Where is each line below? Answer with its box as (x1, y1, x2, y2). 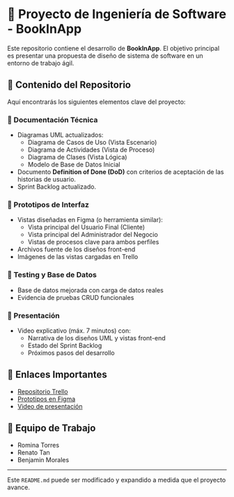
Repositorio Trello (17, 387, 68, 395)
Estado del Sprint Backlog (27, 341, 102, 349)
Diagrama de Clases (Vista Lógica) (27, 153, 127, 161)
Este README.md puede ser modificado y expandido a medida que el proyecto (7, 475, 226, 484)
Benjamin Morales (17, 455, 70, 464)
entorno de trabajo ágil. (7, 58, 75, 67)
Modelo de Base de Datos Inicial (27, 160, 120, 169)
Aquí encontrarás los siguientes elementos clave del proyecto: (7, 97, 186, 106)
